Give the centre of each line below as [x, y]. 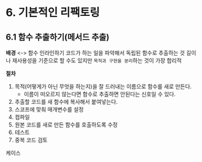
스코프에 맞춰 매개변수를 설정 [49, 109]
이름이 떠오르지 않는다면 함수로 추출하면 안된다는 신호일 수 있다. [99, 94]
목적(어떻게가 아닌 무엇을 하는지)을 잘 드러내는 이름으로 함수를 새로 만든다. [103, 87]
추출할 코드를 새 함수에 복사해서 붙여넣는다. [66, 102]
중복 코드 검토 [31, 140]
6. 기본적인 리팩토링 [53, 13]
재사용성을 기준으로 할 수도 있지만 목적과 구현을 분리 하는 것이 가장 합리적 [97, 61]
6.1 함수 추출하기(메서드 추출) [58, 37]
